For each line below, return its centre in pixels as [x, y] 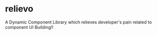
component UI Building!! [29, 27]
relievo [19, 9]
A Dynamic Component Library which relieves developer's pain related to [78, 22]
